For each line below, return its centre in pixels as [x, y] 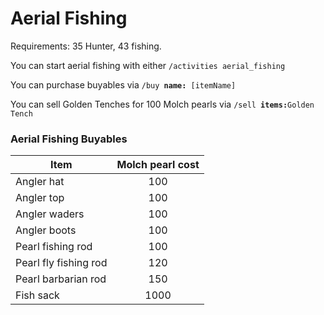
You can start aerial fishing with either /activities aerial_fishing [148, 65]
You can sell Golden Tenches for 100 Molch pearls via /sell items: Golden [162, 104]
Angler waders [50, 214]
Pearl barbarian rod [61, 279]
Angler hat [40, 182]
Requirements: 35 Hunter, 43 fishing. [86, 46]
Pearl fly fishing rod [61, 263]
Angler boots [46, 230]
